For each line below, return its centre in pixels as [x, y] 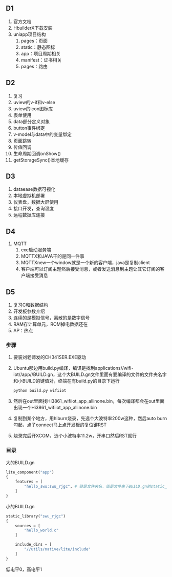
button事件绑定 [29, 128]
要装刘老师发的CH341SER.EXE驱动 [50, 357]
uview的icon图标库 [33, 108]
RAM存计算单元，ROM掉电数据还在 [50, 324]
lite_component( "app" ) [30, 472]
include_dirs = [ [34, 545]
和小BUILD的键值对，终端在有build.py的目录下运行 [66, 381]
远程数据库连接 [29, 215]
